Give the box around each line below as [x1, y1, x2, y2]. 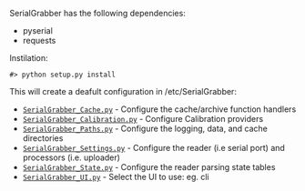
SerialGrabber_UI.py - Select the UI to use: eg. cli [22, 172, 209, 182]
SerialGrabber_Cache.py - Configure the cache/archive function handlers [22, 104, 297, 115]
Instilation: [9, 53, 48, 63]
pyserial [22, 25, 53, 35]
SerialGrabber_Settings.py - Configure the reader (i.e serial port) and [22, 143, 285, 153]
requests [22, 35, 56, 45]
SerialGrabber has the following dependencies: [9, 8, 187, 18]
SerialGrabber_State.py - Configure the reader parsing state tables [22, 162, 276, 172]
